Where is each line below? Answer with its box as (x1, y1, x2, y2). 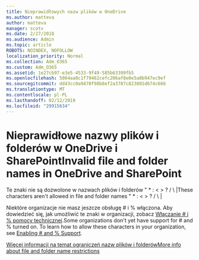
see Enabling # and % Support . (6, 230, 83, 237)
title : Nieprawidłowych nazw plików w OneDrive (6, 8, 127, 15)
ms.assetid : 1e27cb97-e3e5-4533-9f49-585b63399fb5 (6, 70, 134, 76)
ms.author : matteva (6, 14, 55, 20)
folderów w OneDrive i (6, 141, 118, 155)
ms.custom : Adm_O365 (6, 64, 58, 70)
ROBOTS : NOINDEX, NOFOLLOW (6, 48, 73, 54)
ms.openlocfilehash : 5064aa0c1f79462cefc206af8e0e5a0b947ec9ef (6, 75, 166, 81)
